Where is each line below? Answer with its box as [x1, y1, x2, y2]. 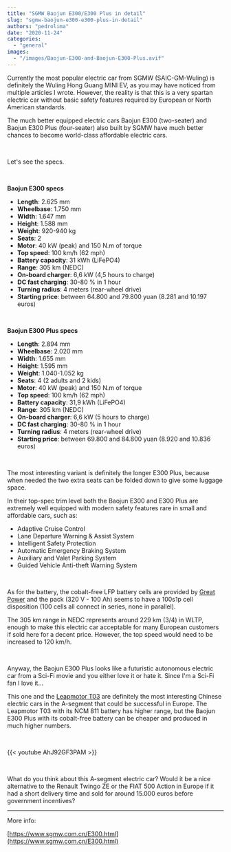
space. [7, 483, 27, 492]
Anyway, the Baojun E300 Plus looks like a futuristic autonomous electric [7, 664, 214, 673]
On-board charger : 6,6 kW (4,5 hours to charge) [16, 270, 155, 278]
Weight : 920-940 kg [16, 226, 76, 234]
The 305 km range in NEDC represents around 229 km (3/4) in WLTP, [7, 615, 204, 624]
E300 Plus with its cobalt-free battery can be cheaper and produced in [7, 714, 208, 722]
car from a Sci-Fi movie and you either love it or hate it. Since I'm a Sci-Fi [7, 671, 214, 679]
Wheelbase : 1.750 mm [16, 204, 81, 213]
